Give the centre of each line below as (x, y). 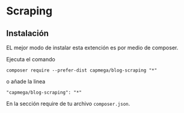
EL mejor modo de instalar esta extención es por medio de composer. (92, 47)
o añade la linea (26, 81)
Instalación (28, 33)
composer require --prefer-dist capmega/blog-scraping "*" (82, 70)
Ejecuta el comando (31, 59)
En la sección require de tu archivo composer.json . (68, 104)
